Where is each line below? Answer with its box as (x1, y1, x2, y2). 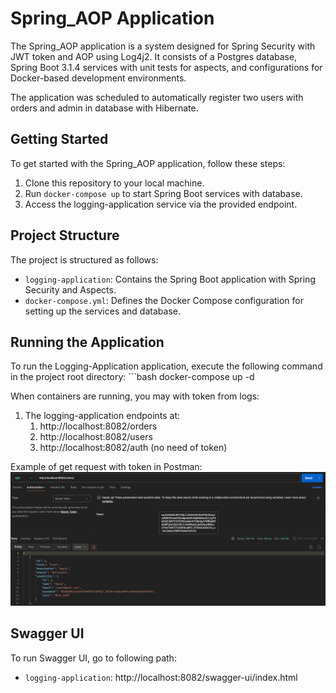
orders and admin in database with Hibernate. (10, 102, 199, 114)
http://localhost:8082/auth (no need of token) (39, 442, 228, 454)
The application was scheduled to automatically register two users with (10, 91, 304, 103)
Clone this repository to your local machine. (24, 177, 205, 189)
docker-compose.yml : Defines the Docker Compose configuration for (24, 294, 305, 306)
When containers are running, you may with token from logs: (10, 390, 260, 402)
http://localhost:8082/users (39, 431, 153, 443)
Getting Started (10, 131, 109, 148)
